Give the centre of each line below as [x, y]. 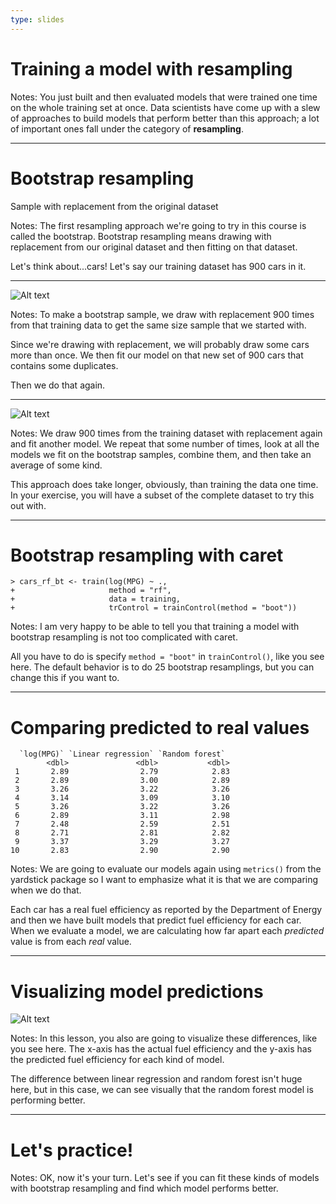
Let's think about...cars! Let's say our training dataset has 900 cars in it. [158, 266]
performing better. [48, 1100]
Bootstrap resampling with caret [147, 555]
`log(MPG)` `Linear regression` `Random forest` [122, 754]
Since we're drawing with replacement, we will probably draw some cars [160, 344]
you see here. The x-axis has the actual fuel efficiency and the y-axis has [161, 1049]
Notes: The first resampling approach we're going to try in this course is [158, 225]
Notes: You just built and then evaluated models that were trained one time [164, 97]
